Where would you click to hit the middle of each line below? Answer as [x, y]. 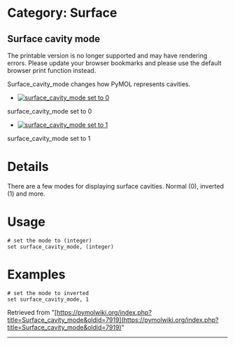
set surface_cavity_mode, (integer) [60, 247]
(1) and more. [26, 194]
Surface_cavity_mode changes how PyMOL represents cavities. [99, 84]
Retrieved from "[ [32, 312]
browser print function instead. [52, 70]
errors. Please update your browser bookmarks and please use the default [114, 63]
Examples [36, 275]
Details [28, 167]
